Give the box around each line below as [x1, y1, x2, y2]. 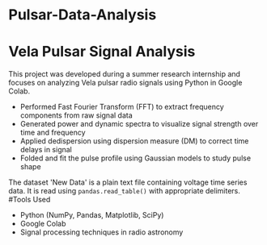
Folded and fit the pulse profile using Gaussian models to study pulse [19, 153, 252, 163]
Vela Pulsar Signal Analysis [8, 43, 196, 61]
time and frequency [19, 127, 87, 138]
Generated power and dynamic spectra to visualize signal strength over [19, 119, 259, 129]
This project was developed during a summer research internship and [8, 69, 241, 79]
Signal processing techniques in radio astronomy [19, 227, 184, 237]
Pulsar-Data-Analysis [8, 6, 157, 24]
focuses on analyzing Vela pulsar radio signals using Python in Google [8, 78, 243, 88]
